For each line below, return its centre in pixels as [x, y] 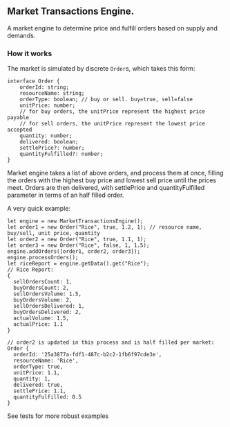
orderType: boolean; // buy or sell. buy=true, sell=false [106, 100]
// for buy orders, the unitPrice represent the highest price [113, 112]
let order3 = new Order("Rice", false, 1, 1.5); [78, 245]
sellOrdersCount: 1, [43, 282]
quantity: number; [46, 136]
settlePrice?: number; [52, 148]
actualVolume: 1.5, [41, 318]
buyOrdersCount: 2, [41, 288]
